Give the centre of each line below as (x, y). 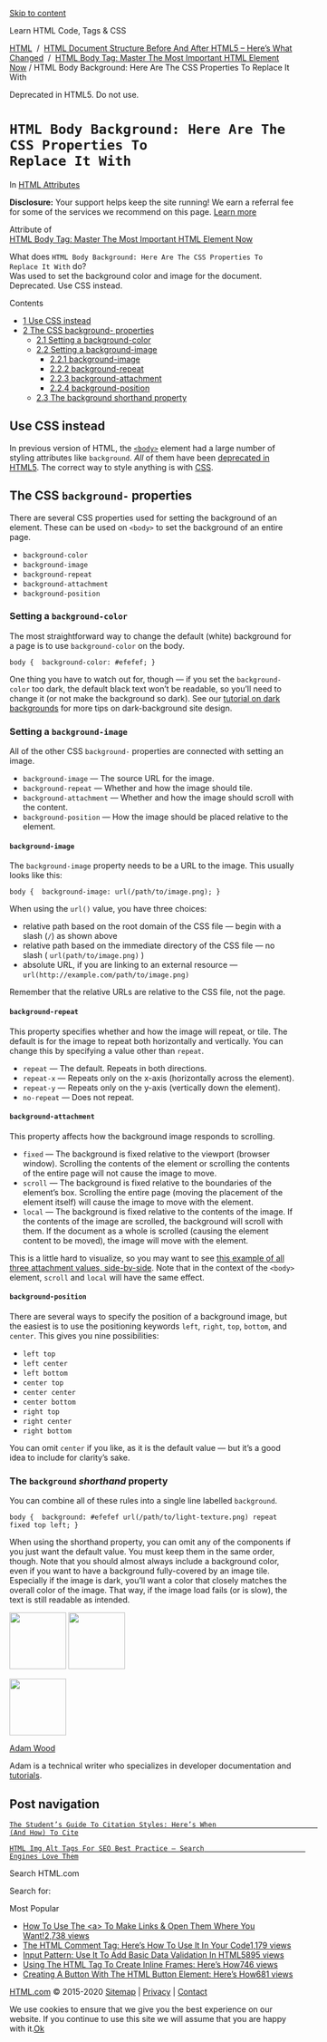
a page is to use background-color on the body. (97, 645)
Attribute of (31, 229)
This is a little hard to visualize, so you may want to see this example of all (147, 1258)
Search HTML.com (44, 1873)
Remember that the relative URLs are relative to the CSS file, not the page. (148, 992)
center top (43, 1383)
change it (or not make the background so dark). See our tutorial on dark (145, 698)
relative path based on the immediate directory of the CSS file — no (149, 945)
